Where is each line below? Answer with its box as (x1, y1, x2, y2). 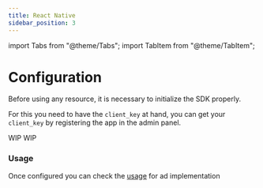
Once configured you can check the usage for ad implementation (8, 171, 220, 180)
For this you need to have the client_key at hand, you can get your (8, 110, 226, 119)
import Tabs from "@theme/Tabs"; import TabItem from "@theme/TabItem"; (8, 40, 255, 50)
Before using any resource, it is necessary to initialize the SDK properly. (8, 94, 242, 103)
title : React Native (8, 11, 77, 20)
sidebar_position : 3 (8, 19, 77, 27)
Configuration (8, 68, 103, 86)
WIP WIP (8, 133, 37, 143)
